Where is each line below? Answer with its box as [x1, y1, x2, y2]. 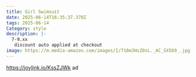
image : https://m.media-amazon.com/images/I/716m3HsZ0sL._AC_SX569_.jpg [6, 48, 191, 54]
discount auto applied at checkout [14, 42, 102, 48]
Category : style [6, 25, 46, 32]
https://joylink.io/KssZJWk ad [6, 64, 79, 71]
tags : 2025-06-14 [6, 20, 49, 26]
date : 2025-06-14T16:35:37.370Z [6, 14, 86, 20]
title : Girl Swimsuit [6, 8, 60, 15]
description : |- [6, 31, 46, 37]
